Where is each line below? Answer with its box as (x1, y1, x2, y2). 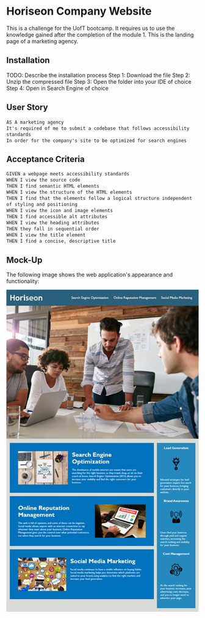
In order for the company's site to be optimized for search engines (6, 138, 187, 144)
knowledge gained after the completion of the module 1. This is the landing (6, 31, 194, 38)
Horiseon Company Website (6, 4, 152, 18)
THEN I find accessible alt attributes (6, 214, 108, 220)
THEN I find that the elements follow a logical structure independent (6, 196, 192, 202)
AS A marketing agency (6, 119, 64, 125)
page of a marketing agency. (6, 37, 79, 45)
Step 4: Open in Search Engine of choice (6, 84, 109, 92)
